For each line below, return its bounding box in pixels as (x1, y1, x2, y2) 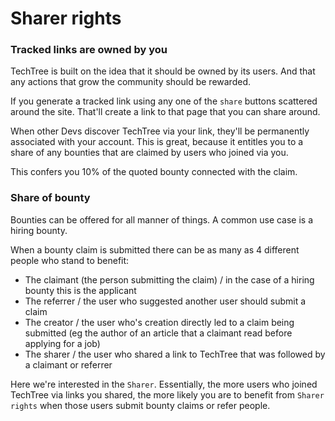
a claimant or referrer (24, 358, 113, 371)
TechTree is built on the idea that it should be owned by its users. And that (10, 65, 316, 77)
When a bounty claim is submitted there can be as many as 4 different (10, 243, 300, 256)
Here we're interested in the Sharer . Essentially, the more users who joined (10, 378, 318, 390)
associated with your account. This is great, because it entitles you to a (10, 136, 304, 148)
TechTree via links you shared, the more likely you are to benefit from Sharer (10, 388, 325, 401)
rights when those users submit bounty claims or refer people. (10, 399, 271, 411)
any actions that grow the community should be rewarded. (10, 76, 251, 88)
